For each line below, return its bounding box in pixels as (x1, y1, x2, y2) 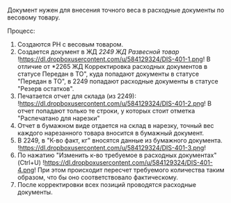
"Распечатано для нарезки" (17, 114, 100, 122)
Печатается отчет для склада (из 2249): (17, 92, 137, 100)
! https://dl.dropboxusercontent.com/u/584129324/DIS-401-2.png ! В (17, 99, 212, 107)
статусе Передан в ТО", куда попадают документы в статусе (17, 70, 200, 78)
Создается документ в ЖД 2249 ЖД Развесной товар (17, 48, 180, 56)
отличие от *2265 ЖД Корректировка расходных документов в (17, 63, 207, 70)
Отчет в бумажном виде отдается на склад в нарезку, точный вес (17, 122, 214, 129)
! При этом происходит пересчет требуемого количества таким (33, 166, 225, 174)
